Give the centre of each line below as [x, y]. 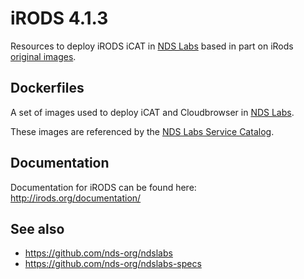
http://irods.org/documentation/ [76, 198]
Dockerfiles [47, 88]
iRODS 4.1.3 [59, 18]
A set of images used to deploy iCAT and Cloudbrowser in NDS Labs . [152, 112]
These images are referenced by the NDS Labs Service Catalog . [142, 131]
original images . [43, 56]
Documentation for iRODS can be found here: [103, 187]
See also [37, 228]
